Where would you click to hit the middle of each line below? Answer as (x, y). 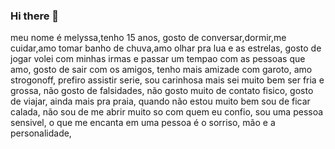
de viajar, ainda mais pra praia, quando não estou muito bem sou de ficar (160, 101)
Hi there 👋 (35, 16)
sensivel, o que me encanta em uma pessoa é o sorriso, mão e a (143, 123)
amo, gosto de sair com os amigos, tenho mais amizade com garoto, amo (161, 70)
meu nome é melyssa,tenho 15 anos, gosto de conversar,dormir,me (148, 38)
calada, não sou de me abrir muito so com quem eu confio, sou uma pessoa (167, 112)
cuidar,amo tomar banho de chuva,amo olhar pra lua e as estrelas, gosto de (166, 48)
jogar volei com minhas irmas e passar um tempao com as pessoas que (158, 59)
